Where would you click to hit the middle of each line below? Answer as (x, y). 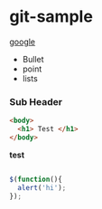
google (23, 42)
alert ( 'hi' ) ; (42, 187)
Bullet (33, 59)
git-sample (51, 17)
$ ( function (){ (36, 179)
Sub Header (36, 101)
